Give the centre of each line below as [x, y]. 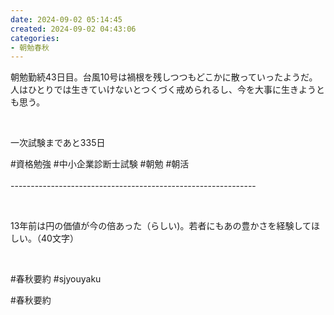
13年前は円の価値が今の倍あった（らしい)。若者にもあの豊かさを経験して [161, 226]
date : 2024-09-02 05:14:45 [66, 19]
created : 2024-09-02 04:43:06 [73, 29]
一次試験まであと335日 [58, 143]
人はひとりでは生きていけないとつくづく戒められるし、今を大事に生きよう [163, 90]
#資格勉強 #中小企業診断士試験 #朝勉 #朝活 [100, 164]
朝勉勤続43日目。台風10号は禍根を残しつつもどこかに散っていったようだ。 [164, 77]
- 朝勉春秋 [30, 47]
